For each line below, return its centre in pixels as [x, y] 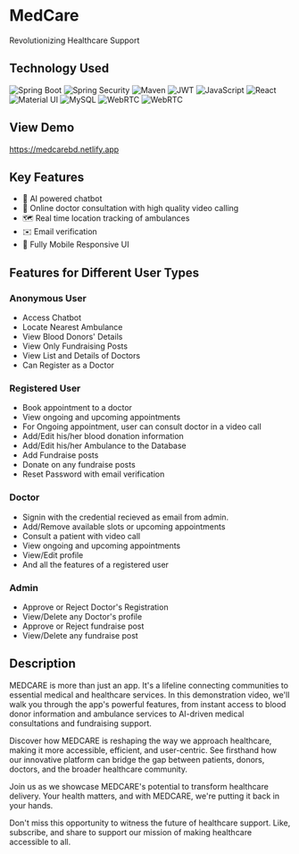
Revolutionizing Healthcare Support [75, 40]
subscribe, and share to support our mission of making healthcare [131, 832]
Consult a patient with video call [81, 536]
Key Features [47, 177]
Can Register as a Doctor [68, 365]
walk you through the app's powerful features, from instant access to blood [148, 704]
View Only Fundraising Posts [75, 346]
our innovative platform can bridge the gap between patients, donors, [137, 759]
